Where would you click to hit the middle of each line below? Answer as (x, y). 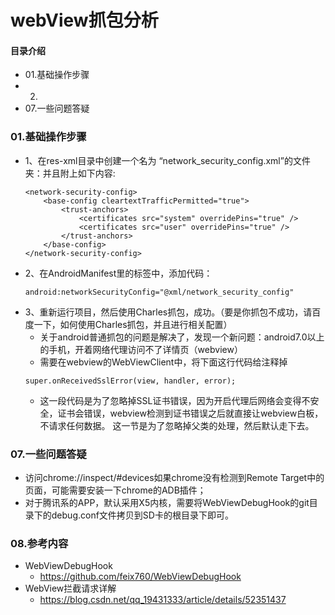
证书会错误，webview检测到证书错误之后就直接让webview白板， (190, 413)
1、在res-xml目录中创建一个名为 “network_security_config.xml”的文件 (167, 160)
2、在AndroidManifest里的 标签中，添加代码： (118, 273)
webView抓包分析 (84, 20)
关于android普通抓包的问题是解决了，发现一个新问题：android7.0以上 (182, 337)
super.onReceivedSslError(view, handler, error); (130, 381)
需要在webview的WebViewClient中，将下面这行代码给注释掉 (163, 362)
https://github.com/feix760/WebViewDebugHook (140, 577)
